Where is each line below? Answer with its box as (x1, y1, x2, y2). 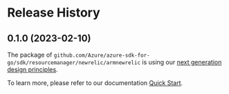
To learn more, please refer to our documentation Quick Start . (7, 79, 183, 87)
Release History (7, 5, 100, 21)
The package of (7, 50, 53, 59)
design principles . (7, 66, 58, 73)
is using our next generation (141, 58, 222, 66)
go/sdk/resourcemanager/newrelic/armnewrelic (7, 59, 140, 66)
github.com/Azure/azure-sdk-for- (53, 52, 150, 59)
